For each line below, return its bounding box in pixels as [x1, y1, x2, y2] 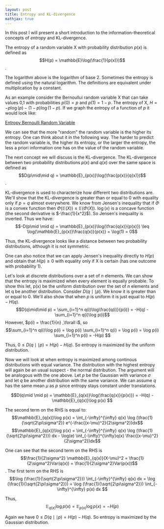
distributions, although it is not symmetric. [5, 244, 90, 250]
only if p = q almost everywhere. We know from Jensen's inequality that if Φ [5, 200, 160, 206]
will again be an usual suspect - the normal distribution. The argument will [5, 367, 154, 373]
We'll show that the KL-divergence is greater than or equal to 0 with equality [5, 195, 159, 201]
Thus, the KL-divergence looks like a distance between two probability [5, 238, 147, 244]
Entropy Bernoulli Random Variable [5, 120, 75, 126]
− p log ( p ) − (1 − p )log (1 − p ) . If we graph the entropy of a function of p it [5, 105, 150, 111]
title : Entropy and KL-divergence [5, 12, 76, 17]
